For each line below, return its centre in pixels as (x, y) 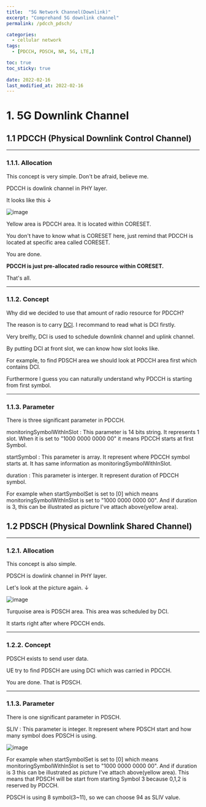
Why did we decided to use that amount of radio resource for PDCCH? (95, 313)
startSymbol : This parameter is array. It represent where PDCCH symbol (98, 457)
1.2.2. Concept (29, 645)
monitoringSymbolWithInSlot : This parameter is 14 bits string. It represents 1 (103, 432)
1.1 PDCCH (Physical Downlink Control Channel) (99, 138)
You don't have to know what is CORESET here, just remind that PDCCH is (100, 235)
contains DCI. (24, 367)
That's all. (19, 278)
